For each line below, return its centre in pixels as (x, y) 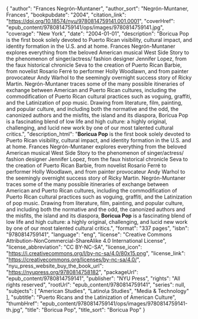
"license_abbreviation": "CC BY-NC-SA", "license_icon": (74, 247)
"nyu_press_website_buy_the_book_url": (55, 266)
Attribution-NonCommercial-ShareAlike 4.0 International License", (86, 241)
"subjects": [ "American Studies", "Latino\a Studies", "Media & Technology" (98, 291)
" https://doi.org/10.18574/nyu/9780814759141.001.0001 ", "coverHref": (91, 21)
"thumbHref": (22, 303)
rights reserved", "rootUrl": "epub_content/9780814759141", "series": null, (96, 285)
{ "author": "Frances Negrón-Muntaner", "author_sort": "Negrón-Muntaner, (98, 9)
